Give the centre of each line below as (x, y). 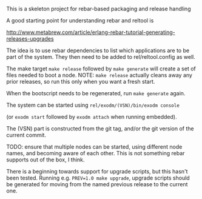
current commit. (26, 135)
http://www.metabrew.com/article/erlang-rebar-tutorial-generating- (91, 32)
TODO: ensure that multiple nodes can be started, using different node (94, 147)
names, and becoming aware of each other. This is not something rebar (96, 153)
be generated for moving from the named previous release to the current (97, 184)
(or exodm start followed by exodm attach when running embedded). (92, 117)
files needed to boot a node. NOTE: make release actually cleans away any (99, 75)
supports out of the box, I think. (45, 160)
